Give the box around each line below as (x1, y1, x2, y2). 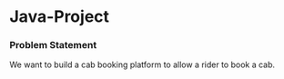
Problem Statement (9, 39, 97, 52)
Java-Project (9, 6, 110, 27)
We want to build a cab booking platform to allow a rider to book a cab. (9, 59, 276, 70)
